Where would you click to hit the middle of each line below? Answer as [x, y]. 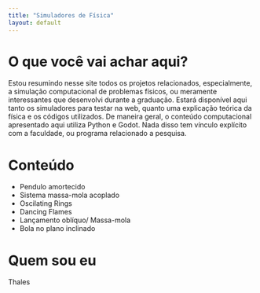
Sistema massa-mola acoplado [70, 195]
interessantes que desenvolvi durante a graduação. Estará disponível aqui [128, 100]
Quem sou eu [52, 260]
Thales [19, 282]
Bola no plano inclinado [57, 229]
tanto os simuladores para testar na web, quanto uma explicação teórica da [130, 108]
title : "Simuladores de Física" [61, 15]
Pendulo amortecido [52, 187]
